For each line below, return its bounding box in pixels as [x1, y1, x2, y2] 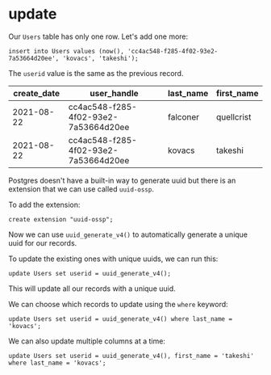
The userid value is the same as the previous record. [8, 68, 184, 78]
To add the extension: [8, 200, 81, 209]
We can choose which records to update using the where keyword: [8, 299, 228, 309]
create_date [13, 87, 60, 99]
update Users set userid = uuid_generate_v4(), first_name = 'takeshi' [8, 352, 254, 360]
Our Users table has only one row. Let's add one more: [8, 32, 189, 41]
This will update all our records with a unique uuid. [8, 284, 176, 293]
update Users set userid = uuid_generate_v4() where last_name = [8, 314, 232, 323]
